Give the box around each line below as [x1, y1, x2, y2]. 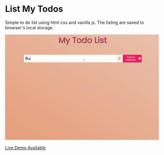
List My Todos [5, 3, 63, 15]
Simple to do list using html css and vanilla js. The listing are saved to [5, 19, 144, 25]
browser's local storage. [5, 24, 54, 30]
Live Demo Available [5, 145, 46, 151]
